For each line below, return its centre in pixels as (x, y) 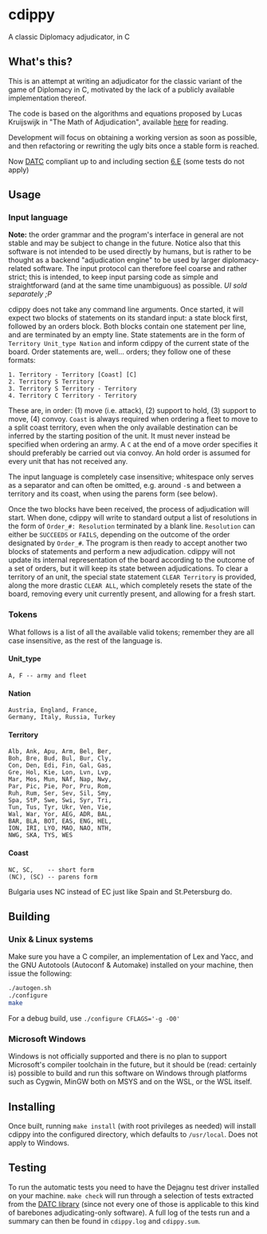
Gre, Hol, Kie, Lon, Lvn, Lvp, (60, 772)
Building (29, 916)
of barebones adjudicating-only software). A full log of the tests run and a (129, 1212)
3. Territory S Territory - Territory (73, 389)
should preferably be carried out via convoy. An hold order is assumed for (130, 453)
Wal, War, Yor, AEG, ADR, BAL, (60, 815)
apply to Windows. (39, 1142)
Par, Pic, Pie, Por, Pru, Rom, (60, 787)
